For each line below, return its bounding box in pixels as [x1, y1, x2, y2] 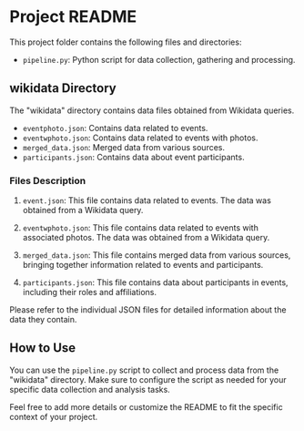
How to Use [9, 340, 76, 356]
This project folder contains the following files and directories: [9, 36, 242, 47]
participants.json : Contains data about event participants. [22, 151, 245, 162]
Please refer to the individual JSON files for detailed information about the [9, 304, 287, 315]
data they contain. [9, 314, 77, 325]
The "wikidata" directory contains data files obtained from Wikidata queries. [9, 105, 295, 116]
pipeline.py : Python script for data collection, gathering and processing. [22, 54, 296, 65]
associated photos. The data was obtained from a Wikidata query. [22, 232, 270, 243]
